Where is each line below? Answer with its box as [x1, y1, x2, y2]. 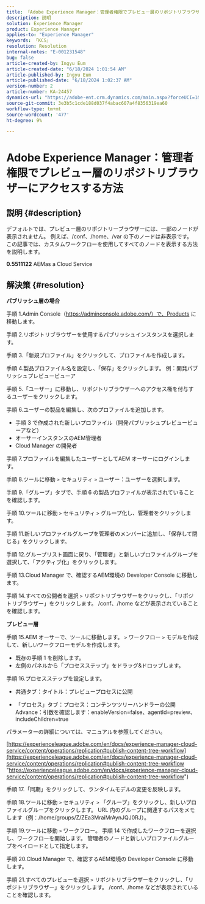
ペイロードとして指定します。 [16, 842, 92, 849]
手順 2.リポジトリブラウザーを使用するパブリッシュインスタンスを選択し [6, 331, 189, 338]
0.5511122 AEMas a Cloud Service [6, 260, 93, 268]
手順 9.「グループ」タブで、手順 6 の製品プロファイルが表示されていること [6, 488, 195, 496]
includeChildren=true [15, 715, 69, 723]
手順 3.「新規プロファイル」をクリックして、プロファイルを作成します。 [6, 352, 188, 359]
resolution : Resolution [6, 44, 67, 50]
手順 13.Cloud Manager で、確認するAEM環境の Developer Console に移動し [6, 571, 198, 579]
